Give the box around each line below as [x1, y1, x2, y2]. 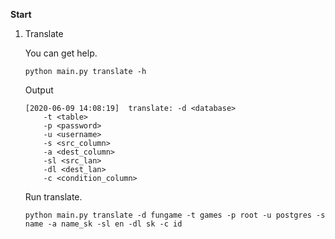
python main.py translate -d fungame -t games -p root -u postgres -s [24, 210, 326, 220]
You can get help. [24, 47, 98, 59]
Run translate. [24, 191, 83, 203]
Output [24, 84, 54, 96]
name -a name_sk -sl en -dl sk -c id [24, 219, 183, 229]
